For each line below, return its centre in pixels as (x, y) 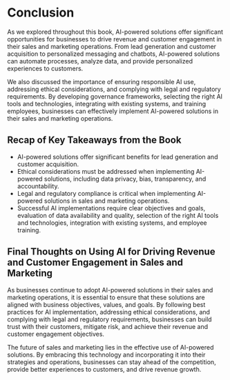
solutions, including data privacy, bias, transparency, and (125, 179)
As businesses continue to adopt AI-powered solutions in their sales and (110, 290)
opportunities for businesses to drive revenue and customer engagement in (115, 39)
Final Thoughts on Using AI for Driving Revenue (111, 252)
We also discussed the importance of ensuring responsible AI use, (102, 81)
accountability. (38, 186)
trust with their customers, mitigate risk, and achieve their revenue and (108, 326)
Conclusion (41, 13)
